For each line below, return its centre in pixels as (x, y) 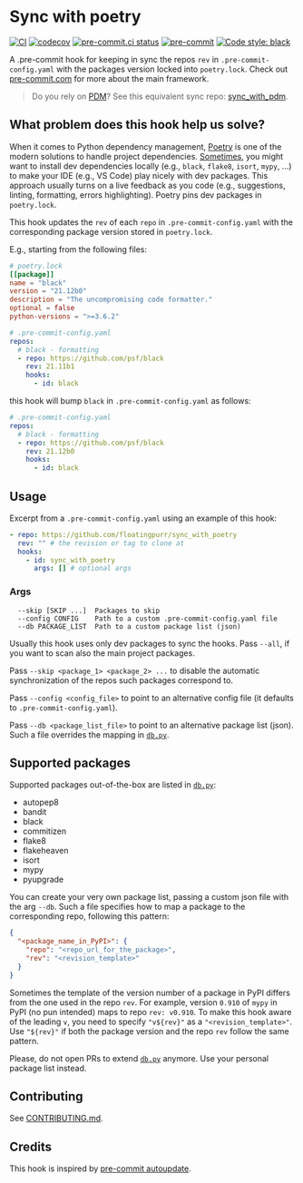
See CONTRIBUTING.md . (56, 1119)
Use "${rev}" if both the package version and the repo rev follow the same (149, 1031)
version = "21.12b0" (49, 291)
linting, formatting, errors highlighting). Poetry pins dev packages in (136, 195)
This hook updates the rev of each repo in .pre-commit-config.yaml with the (151, 222)
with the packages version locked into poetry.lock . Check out (172, 69)
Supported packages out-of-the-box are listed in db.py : (113, 785)
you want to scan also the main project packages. (102, 653)
